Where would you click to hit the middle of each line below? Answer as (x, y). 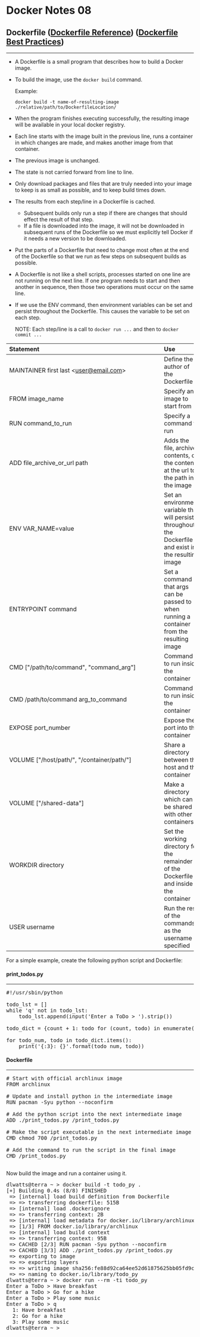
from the (176, 631)
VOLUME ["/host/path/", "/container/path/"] (71, 760)
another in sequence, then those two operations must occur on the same (104, 287)
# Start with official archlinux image (64, 1079)
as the (173, 931)
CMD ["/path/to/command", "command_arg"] (73, 667)
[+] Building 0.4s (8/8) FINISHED (57, 1191)
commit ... (28, 335)
